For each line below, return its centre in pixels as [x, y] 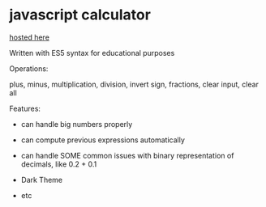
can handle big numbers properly [77, 124]
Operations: [29, 68]
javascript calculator [80, 15]
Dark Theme [42, 180]
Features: [25, 108]
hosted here [29, 37]
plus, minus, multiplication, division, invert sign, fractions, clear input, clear [134, 84]
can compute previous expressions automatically [103, 140]
